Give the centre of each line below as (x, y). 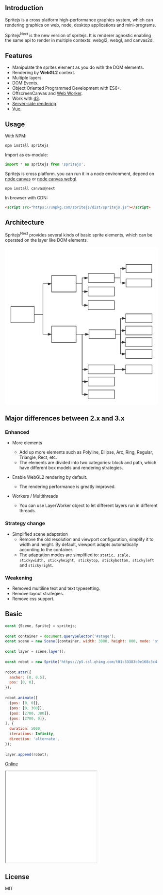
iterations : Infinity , (32, 734)
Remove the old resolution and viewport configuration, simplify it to (86, 539)
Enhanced (17, 432)
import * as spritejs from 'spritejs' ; (45, 164)
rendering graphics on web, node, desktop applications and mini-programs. (81, 25)
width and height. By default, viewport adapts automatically (79, 544)
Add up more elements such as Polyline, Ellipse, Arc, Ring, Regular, (86, 452)
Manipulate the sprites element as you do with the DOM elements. (78, 67)
